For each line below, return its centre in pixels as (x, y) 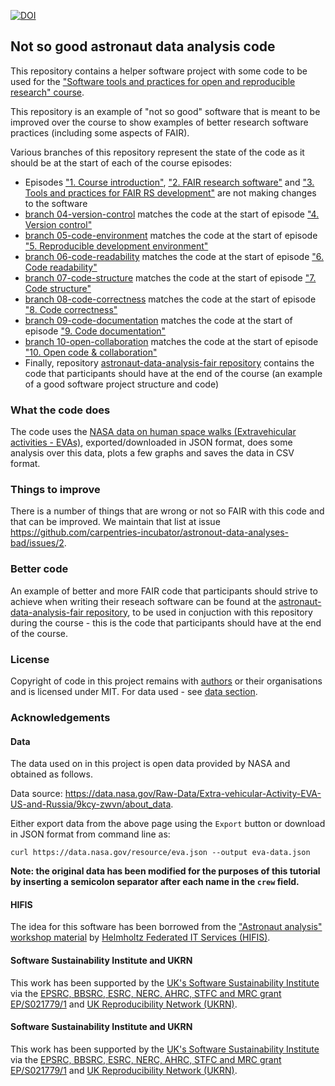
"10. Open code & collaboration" (91, 352)
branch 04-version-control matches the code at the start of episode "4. (172, 214)
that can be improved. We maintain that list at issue (115, 522)
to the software (56, 203)
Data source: (36, 794)
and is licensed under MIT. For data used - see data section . (134, 691)
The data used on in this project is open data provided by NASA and (150, 764)
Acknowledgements (60, 717)
